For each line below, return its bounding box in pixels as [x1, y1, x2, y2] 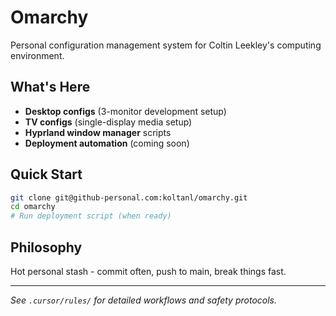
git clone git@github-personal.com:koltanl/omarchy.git [10, 192, 248, 203]
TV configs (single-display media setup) [24, 116, 193, 128]
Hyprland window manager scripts [24, 126, 172, 138]
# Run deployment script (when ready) [10, 211, 172, 221]
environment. [10, 49, 65, 61]
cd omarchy [10, 202, 56, 212]
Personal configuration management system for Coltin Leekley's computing [10, 39, 322, 51]
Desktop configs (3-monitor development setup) [24, 105, 227, 117]
